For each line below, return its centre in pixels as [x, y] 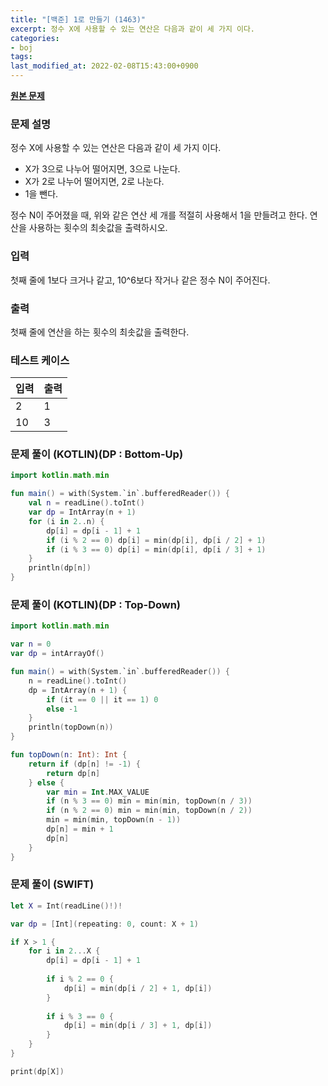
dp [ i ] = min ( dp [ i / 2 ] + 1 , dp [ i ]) [138, 988]
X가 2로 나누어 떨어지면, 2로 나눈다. [94, 182]
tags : [21, 57]
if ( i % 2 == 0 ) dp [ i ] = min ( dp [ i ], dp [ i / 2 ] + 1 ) [156, 540]
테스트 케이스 [40, 360]
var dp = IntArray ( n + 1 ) [82, 512]
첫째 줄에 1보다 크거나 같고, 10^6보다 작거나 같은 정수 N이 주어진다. [140, 280]
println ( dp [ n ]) [60, 568]
